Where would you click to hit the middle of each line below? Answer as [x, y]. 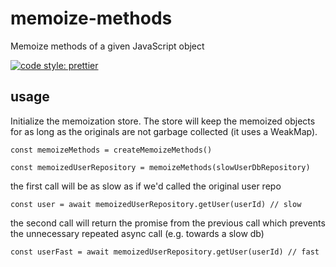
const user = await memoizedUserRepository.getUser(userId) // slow [156, 204]
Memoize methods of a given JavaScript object [107, 46]
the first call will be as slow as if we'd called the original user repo [146, 186]
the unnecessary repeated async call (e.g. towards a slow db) [137, 233]
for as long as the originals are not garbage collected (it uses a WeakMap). [164, 131]
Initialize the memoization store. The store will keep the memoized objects [163, 121]
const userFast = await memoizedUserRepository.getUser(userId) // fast [165, 252]
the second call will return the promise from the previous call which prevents [168, 223]
